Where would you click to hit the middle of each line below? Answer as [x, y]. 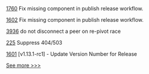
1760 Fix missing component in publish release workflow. [75, 9]
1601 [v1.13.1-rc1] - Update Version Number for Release [72, 54]
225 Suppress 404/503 [34, 43]
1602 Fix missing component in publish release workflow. [75, 20]
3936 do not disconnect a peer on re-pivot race [63, 31]
